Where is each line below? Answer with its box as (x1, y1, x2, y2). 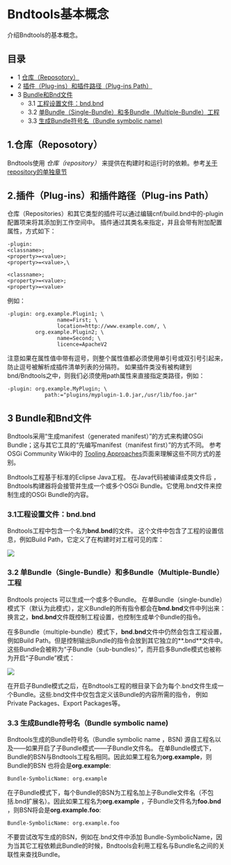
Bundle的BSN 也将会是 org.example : (7, 761, 111, 770)
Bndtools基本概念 (7, 6, 109, 22)
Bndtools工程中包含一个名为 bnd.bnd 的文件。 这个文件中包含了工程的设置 (7, 527, 218, 535)
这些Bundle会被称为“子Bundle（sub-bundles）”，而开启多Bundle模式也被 (7, 645, 216, 653)
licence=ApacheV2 (56, 341, 108, 349)
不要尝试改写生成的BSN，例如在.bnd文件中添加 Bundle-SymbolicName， (7, 833, 217, 841)
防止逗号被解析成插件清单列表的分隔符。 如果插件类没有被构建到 (7, 363, 192, 372)
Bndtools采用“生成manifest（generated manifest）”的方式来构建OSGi (7, 432, 203, 441)
